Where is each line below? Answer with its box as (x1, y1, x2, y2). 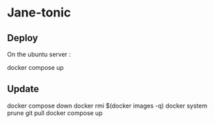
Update (7, 84, 40, 95)
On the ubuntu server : (7, 50, 71, 58)
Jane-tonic (7, 5, 71, 21)
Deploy (7, 32, 38, 44)
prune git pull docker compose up (7, 108, 103, 117)
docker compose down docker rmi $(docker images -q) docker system (7, 101, 208, 110)
